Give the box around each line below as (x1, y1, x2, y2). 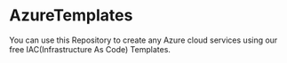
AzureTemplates (9, 5, 133, 26)
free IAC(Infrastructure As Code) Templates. (9, 43, 171, 54)
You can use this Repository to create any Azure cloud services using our (9, 35, 278, 45)
